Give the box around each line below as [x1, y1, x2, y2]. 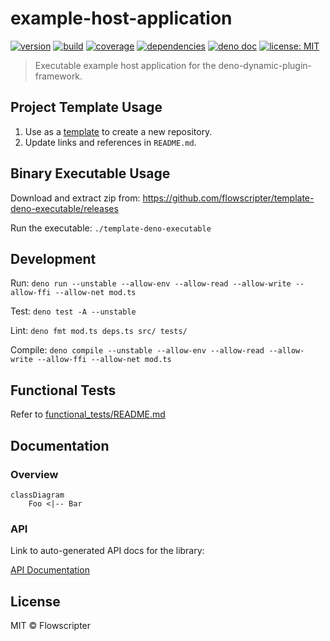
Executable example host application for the [34, 59, 217, 71]
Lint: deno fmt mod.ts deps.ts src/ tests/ [10, 325, 188, 337]
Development [10, 250, 97, 267]
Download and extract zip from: [10, 192, 141, 204]
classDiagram [10, 490, 65, 500]
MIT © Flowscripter [10, 619, 92, 631]
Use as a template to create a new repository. [24, 125, 213, 137]
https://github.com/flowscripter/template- [142, 192, 315, 204]
